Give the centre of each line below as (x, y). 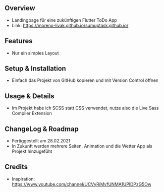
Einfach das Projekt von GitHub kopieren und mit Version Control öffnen (85, 80)
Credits (16, 167)
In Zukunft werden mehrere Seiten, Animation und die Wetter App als (82, 146)
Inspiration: (23, 179)
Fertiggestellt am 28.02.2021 (41, 141)
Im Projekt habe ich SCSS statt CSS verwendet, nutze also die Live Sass (85, 108)
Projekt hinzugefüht (32, 151)
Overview (20, 8)
